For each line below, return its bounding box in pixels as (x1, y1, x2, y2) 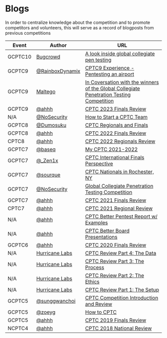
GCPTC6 (7, 242, 28, 249)
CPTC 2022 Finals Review (85, 130, 147, 137)
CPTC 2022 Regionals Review (85, 138, 156, 145)
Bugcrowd (36, 53, 61, 60)
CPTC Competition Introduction (85, 294, 159, 301)
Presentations (85, 233, 118, 240)
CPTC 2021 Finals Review (85, 197, 147, 204)
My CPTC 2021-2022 (85, 146, 138, 153)
